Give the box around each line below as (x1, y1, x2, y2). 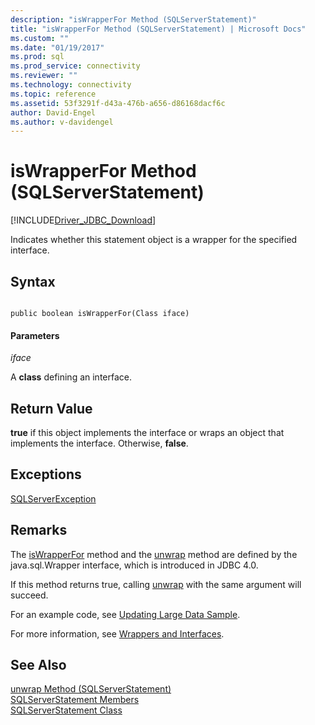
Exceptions (10, 466, 82, 483)
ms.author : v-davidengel (10, 117, 114, 127)
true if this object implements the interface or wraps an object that (10, 427, 285, 439)
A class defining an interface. (10, 371, 132, 383)
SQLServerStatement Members (10, 694, 140, 706)
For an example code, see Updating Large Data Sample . (10, 608, 241, 620)
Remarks (10, 522, 68, 539)
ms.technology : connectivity (10, 80, 132, 90)
